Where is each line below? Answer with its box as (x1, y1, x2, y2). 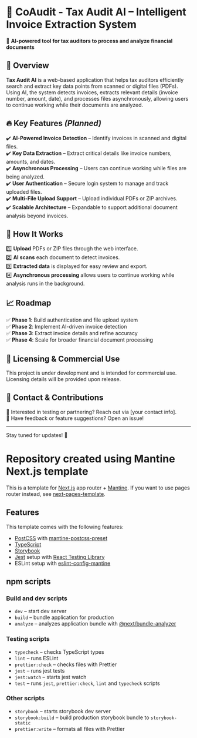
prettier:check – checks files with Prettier (14, 661, 117, 668)
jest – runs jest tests (14, 667, 65, 674)
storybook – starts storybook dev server (14, 707, 111, 714)
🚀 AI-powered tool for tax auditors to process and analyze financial (6, 37, 173, 44)
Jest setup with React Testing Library (14, 553, 105, 560)
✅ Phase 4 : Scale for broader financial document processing (6, 336, 154, 343)
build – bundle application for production (14, 614, 114, 621)
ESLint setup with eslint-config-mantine (14, 560, 111, 567)
